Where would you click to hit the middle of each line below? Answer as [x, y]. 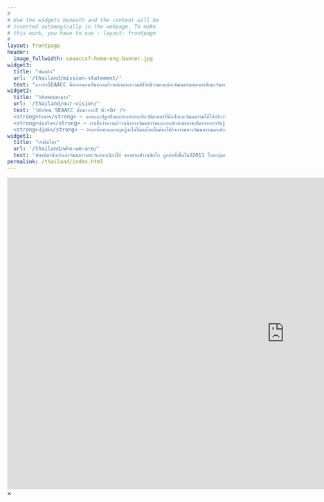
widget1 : [20, 136]
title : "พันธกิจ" [34, 71]
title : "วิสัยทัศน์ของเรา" [42, 98]
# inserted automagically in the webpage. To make [82, 26]
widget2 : [20, 91]
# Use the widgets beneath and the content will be [83, 20]
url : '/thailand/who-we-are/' [57, 149]
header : [18, 53]
